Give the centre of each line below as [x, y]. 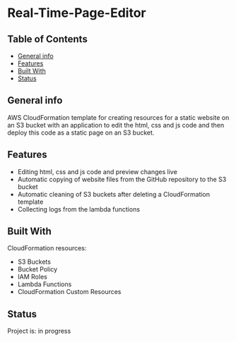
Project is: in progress [39, 331]
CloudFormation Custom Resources [69, 292]
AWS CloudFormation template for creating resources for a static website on [118, 117]
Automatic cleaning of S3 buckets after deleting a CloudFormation [114, 194]
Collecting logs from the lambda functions [78, 209]
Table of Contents [48, 39]
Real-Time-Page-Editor [77, 13]
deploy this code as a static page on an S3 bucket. [81, 133]
